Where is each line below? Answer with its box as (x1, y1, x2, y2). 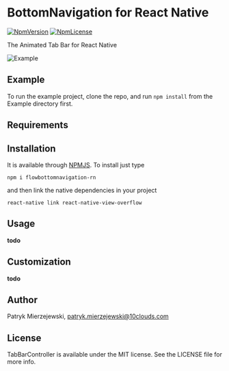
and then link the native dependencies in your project (7, 186, 157, 194)
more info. (7, 358, 36, 366)
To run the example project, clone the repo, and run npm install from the (7, 92, 213, 100)
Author (7, 294, 38, 306)
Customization (7, 256, 72, 268)
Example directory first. (7, 99, 73, 108)
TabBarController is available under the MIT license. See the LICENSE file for (7, 350, 223, 359)
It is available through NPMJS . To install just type (7, 160, 145, 169)
